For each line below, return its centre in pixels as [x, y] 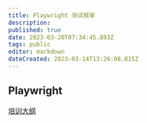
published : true [35, 30]
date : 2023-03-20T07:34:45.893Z [61, 37]
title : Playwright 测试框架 [52, 15]
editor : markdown [37, 52]
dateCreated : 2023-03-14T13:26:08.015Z [73, 60]
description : [29, 23]
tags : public [29, 45]
